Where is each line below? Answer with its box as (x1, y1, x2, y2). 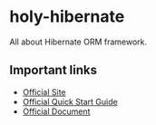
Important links (9, 62, 98, 78)
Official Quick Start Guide (22, 96, 118, 107)
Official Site (22, 86, 66, 97)
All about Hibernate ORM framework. (9, 36, 148, 47)
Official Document (22, 106, 91, 117)
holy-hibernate (9, 6, 125, 27)
